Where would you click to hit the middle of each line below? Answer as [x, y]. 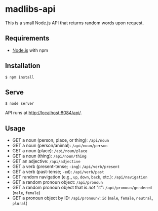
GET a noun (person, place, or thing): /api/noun [60, 140]
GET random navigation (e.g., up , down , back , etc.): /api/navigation [80, 177]
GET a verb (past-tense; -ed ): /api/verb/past [58, 172]
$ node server [20, 104]
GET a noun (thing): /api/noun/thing [49, 156]
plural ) [20, 203]
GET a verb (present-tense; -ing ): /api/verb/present [66, 167]
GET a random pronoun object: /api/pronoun [58, 182]
